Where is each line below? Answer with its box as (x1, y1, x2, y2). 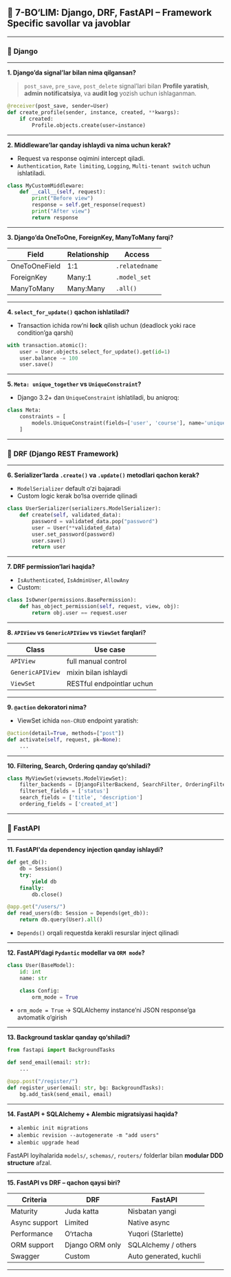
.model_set (115, 273, 151, 281)
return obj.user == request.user (32, 610, 128, 616)
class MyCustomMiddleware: (7, 182, 85, 189)
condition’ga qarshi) (16, 329, 74, 337)
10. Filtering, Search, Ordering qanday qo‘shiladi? (7, 761, 151, 770)
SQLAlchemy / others (127, 1240, 197, 1249)
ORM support (10, 1240, 54, 1249)
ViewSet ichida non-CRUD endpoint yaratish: (16, 716, 139, 725)
